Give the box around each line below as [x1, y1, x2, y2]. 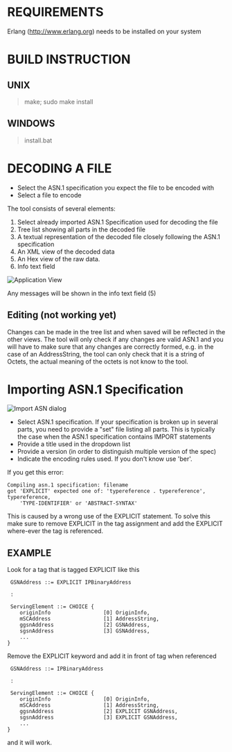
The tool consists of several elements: [7, 204, 116, 213]
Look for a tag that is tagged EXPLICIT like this [7, 566, 140, 574]
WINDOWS [7, 117, 55, 129]
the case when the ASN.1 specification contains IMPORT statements [17, 432, 211, 441]
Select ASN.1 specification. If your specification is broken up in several [17, 418, 218, 426]
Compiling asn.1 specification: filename [7, 482, 129, 489]
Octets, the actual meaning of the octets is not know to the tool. [7, 357, 188, 366]
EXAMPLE [7, 547, 52, 559]
